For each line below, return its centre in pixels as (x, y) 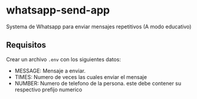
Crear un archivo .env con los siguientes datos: (64, 59)
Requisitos (26, 45)
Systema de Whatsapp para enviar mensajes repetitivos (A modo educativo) (99, 27)
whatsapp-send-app (58, 10)
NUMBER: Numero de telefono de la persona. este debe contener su (98, 83)
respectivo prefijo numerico (49, 90)
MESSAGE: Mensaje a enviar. (50, 71)
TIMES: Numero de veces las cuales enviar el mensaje (81, 77)
